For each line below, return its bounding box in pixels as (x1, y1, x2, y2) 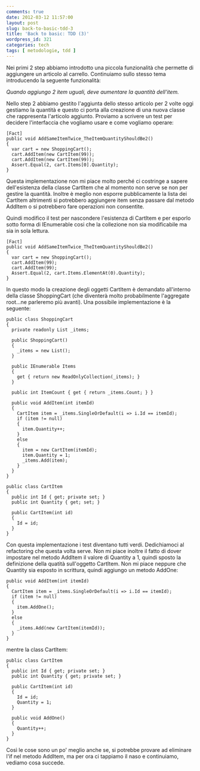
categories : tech (6, 42, 50, 48)
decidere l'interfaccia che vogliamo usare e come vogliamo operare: (6, 119, 174, 126)
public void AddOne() (11, 715, 66, 721)
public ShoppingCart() (11, 337, 68, 343)
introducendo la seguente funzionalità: (6, 76, 101, 84)
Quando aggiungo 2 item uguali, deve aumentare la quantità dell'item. (6, 88, 179, 96)
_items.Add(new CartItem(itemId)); (17, 625, 106, 631)
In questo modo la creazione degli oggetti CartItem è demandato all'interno (6, 285, 191, 293)
